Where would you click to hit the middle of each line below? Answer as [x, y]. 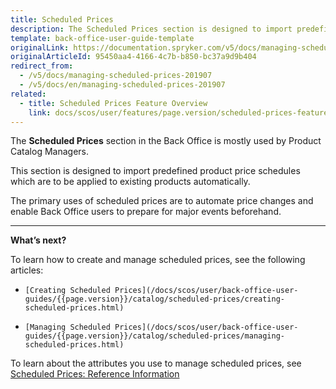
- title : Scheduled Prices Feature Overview [113, 103]
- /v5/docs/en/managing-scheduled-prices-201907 [122, 85]
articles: [27, 270]
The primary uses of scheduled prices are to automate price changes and [162, 201]
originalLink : [40, 47]
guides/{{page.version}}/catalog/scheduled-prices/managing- [155, 336]
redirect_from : [42, 66]
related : [28, 94]
